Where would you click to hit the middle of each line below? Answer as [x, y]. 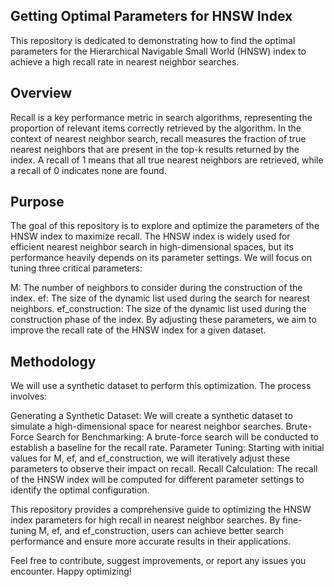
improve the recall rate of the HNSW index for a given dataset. [138, 330]
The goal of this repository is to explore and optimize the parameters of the [165, 226]
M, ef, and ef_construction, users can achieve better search [161, 531]
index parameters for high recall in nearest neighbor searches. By [145, 520]
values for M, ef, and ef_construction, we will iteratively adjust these [150, 458]
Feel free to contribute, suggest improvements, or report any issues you [158, 561]
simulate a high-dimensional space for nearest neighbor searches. [147, 426]
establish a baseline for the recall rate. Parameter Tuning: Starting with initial [167, 448]
